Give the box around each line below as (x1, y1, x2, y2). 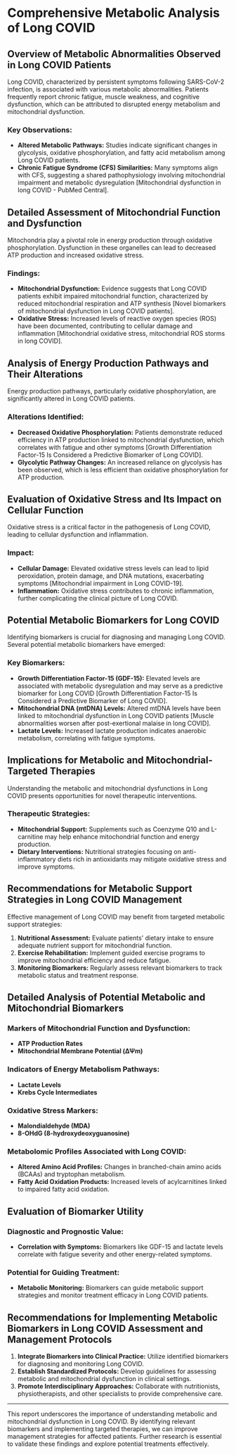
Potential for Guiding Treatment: (7, 1267, 120, 1277)
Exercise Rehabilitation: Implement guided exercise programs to (17, 948, 206, 957)
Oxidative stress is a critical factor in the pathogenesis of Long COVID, (7, 523, 211, 531)
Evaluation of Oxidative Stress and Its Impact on (7, 493, 222, 505)
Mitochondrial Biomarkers (7, 1002, 124, 1014)
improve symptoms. (17, 862, 75, 871)
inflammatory (17, 855, 56, 863)
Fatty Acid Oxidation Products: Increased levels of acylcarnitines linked (17, 1178, 227, 1186)
